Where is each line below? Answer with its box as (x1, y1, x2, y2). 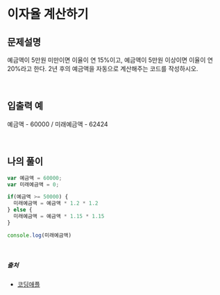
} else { (7, 206, 33, 214)
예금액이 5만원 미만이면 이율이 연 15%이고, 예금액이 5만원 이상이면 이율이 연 (7, 56, 214, 64)
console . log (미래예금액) (7, 232, 71, 239)
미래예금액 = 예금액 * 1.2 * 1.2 (13, 200, 99, 207)
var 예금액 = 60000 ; (7, 174, 62, 181)
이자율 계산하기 (7, 6, 89, 22)
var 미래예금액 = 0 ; (7, 181, 60, 188)
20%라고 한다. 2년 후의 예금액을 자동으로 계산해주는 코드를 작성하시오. (7, 65, 198, 73)
